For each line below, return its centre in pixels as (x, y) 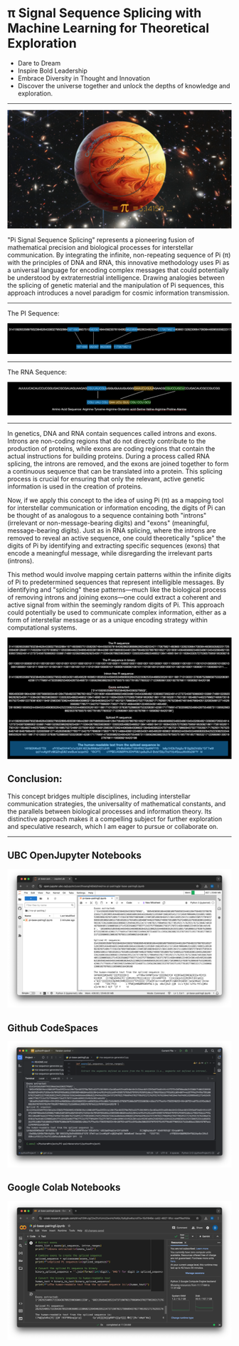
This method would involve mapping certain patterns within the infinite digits (119, 575)
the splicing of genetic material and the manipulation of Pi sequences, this (116, 286)
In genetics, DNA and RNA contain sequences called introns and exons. (112, 434)
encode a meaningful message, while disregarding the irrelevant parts (110, 553)
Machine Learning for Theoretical (108, 28)
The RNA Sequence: (37, 372)
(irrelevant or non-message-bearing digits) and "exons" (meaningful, (108, 523)
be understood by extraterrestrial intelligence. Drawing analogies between (116, 278)
